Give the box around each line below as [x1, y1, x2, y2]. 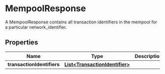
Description [135, 53, 163, 59]
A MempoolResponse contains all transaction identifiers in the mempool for [5, 19, 158, 25]
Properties [5, 38, 38, 47]
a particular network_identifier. [5, 24, 67, 30]
